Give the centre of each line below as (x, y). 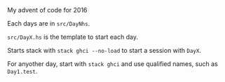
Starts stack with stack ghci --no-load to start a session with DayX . (104, 50)
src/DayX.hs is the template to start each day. (73, 37)
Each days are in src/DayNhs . (49, 23)
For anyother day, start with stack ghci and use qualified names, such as (113, 64)
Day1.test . (22, 71)
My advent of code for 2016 (47, 10)
